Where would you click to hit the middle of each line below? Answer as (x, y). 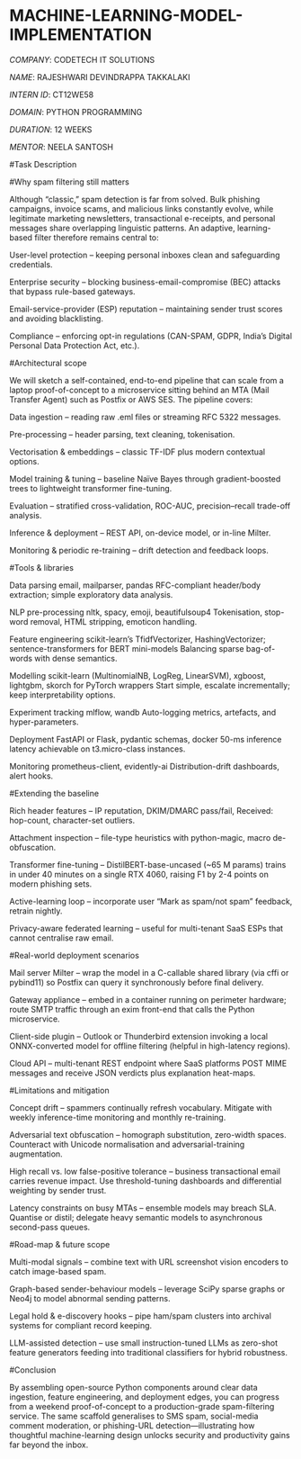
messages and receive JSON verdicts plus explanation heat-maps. (133, 1073)
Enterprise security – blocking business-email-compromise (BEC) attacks (145, 282)
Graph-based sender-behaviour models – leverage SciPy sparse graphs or (147, 1289)
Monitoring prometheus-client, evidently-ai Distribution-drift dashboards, (145, 766)
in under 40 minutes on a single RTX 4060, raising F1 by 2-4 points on (139, 874)
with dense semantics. (76, 658)
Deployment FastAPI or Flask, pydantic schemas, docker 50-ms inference (146, 739)
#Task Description (43, 164)
